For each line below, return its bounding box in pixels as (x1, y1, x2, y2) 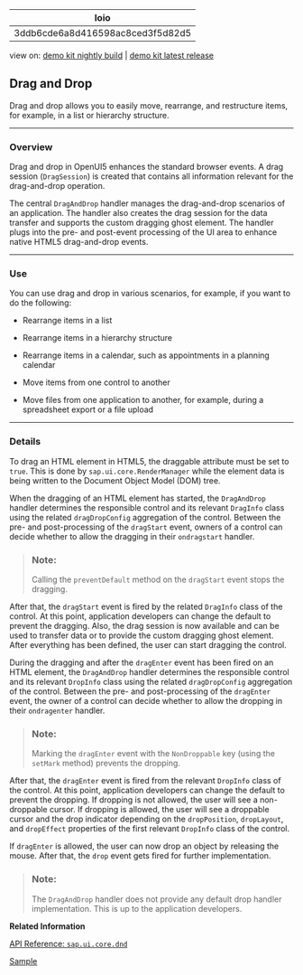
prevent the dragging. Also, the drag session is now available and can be (9, 621, 280, 631)
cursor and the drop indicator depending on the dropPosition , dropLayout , (9, 813, 284, 825)
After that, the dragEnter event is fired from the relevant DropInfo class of (9, 775, 281, 786)
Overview (9, 140, 53, 153)
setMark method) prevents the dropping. (31, 758, 180, 769)
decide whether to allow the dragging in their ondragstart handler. (9, 530, 255, 541)
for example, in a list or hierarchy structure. (9, 109, 170, 120)
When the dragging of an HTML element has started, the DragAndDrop (9, 492, 266, 503)
